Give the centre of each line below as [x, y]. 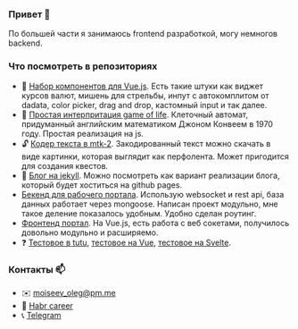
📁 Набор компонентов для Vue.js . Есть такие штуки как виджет [142, 86]
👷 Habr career [47, 305]
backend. [25, 43]
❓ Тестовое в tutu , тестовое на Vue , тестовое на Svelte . [126, 242]
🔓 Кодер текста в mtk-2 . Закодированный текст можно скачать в [146, 143]
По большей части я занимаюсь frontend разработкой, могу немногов [143, 34]
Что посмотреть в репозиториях [83, 66]
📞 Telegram [41, 315]
